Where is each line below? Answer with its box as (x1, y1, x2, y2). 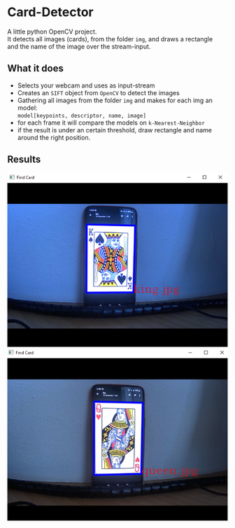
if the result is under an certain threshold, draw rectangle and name (17, 125, 212, 134)
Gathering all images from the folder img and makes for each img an (17, 96, 213, 104)
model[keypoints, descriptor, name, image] (17, 112, 147, 119)
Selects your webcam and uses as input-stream (17, 81, 155, 90)
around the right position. (17, 133, 91, 141)
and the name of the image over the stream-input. (7, 42, 151, 50)
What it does (7, 62, 64, 74)
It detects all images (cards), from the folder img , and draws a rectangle (7, 34, 213, 43)
